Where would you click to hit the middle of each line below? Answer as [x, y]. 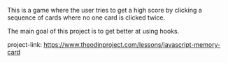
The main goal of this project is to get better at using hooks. [93, 31]
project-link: [25, 44]
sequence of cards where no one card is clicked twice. [86, 17]
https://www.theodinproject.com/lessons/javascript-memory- [132, 44]
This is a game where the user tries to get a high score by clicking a [105, 10]
